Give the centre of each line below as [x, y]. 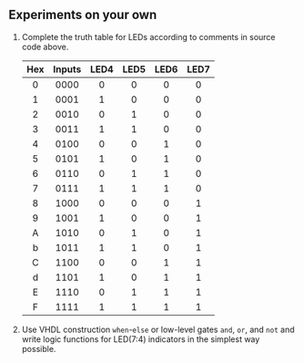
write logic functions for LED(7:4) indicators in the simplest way [141, 339]
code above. [45, 47]
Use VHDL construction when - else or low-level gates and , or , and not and [158, 329]
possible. [39, 348]
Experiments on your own [83, 15]
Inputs [67, 69]
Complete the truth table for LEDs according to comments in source [148, 36]
